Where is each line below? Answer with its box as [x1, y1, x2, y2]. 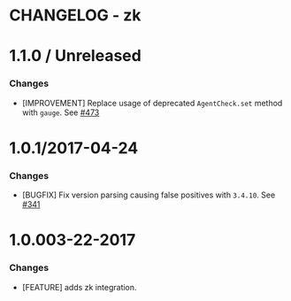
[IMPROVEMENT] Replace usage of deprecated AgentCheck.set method [21, 97, 283, 108]
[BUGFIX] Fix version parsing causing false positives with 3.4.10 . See [21, 189, 276, 200]
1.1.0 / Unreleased [9, 46, 142, 66]
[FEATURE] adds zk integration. [21, 282, 137, 292]
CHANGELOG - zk [9, 5, 142, 26]
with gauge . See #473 [21, 107, 100, 118]
